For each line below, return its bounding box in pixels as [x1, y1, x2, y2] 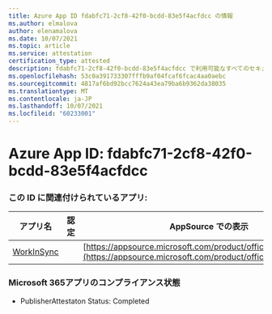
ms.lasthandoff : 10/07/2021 [8, 102, 104, 110]
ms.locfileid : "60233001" [8, 110, 96, 118]
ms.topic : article [8, 42, 70, 50]
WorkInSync [12, 246, 59, 257]
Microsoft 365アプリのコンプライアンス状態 [8, 277, 181, 288]
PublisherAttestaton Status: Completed [19, 296, 150, 306]
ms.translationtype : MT [8, 87, 89, 95]
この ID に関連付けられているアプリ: [8, 192, 148, 203]
